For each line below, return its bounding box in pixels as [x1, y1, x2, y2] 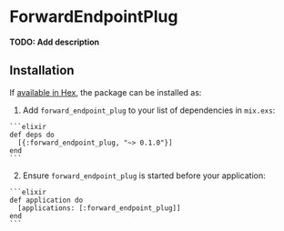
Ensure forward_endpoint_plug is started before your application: [22, 170, 266, 181]
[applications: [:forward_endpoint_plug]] [17, 203, 181, 213]
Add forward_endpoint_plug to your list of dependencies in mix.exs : [22, 105, 276, 115]
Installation [9, 63, 75, 78]
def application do [9, 196, 84, 205]
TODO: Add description [9, 36, 100, 47]
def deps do [9, 130, 55, 139]
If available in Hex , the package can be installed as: [9, 86, 202, 97]
